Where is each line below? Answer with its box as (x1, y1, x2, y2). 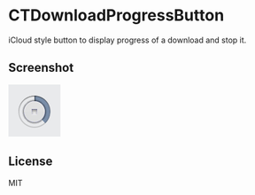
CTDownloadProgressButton (8, 5, 225, 26)
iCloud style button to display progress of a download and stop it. (8, 35, 247, 45)
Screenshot (8, 60, 74, 75)
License (8, 154, 53, 169)
